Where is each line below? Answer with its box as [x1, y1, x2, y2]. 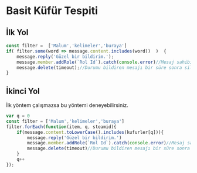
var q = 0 [6, 113, 30, 119]
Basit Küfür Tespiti [6, 4, 98, 18]
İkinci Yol [6, 86, 40, 96]
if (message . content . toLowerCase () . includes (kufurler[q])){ [16, 129, 164, 135]
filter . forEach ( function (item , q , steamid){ [6, 124, 117, 130]
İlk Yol [6, 27, 29, 37]
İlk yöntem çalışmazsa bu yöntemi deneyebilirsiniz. [6, 102, 129, 109]
